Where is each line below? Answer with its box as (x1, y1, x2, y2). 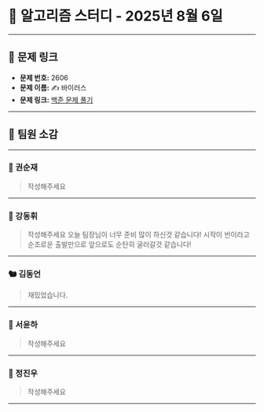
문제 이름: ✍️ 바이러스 (19, 83, 87, 92)
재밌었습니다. (27, 290, 68, 300)
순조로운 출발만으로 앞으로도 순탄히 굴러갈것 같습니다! (27, 240, 192, 249)
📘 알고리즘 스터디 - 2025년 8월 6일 (8, 7, 223, 25)
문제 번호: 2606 (19, 72, 68, 83)
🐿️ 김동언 (8, 269, 42, 280)
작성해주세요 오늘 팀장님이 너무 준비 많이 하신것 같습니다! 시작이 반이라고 (27, 230, 250, 240)
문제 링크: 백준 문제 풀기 (19, 95, 93, 105)
